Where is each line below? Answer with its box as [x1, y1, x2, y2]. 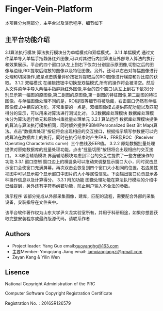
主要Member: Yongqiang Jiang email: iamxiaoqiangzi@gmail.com [12, 248, 143, 254]
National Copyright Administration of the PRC [5, 281, 96, 287]
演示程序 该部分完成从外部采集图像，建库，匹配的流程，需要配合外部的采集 [5, 193, 155, 199]
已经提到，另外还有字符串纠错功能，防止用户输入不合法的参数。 [5, 183, 132, 189]
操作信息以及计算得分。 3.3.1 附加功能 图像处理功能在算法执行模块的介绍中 [9, 177, 158, 182]
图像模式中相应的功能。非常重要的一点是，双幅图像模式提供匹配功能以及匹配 [5, 104, 158, 110]
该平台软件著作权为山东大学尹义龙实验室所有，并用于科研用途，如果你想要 [5, 210, 154, 215]
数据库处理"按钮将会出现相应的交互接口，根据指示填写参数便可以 [24, 128, 154, 134]
